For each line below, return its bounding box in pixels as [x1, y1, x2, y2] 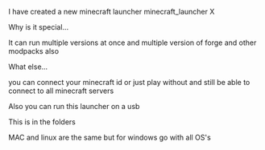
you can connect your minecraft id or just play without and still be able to [8, 78, 251, 87]
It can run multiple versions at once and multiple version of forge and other [8, 38, 257, 47]
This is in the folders [8, 117, 77, 127]
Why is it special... [8, 22, 69, 31]
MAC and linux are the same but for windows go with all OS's [8, 132, 211, 142]
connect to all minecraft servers [8, 86, 114, 95]
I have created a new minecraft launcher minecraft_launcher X [8, 7, 215, 16]
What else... [8, 62, 48, 71]
